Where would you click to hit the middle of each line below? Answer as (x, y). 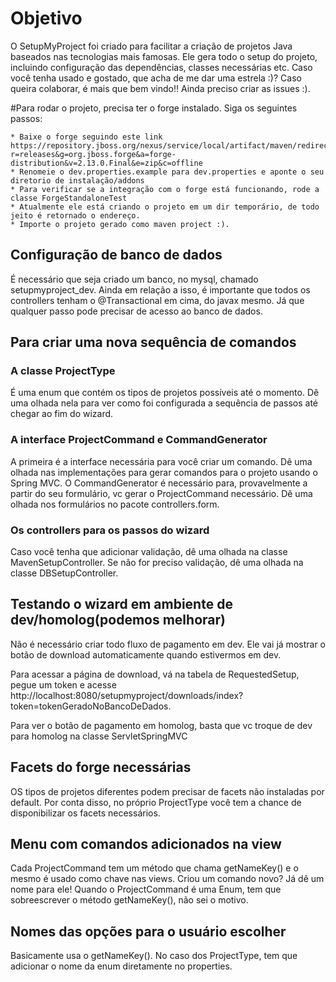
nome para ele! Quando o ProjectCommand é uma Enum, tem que (146, 889)
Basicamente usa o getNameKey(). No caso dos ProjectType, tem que (154, 956)
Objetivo (46, 18)
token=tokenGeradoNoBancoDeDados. (91, 706)
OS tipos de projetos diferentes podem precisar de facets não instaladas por (167, 791)
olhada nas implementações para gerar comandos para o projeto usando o (164, 472)
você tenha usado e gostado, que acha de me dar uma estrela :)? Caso (156, 78)
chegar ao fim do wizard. (62, 414)
